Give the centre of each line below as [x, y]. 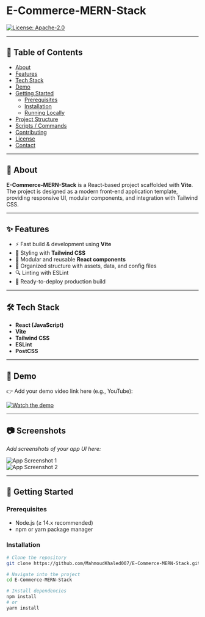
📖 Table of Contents [45, 53]
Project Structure [37, 119]
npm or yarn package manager [54, 529]
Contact [25, 145]
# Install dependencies [37, 591]
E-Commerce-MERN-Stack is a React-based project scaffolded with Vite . [100, 184]
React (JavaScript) [39, 325]
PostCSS [27, 351]
